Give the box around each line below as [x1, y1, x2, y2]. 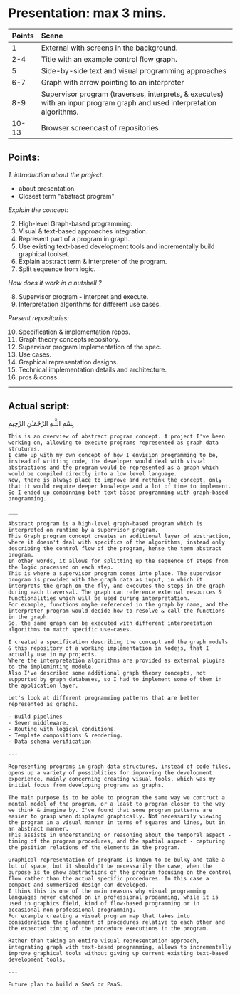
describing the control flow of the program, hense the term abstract [8, 544, 222, 552]
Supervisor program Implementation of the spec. [18, 342, 162, 351]
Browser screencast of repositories [41, 122, 159, 132]
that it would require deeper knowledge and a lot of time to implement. [8, 483, 232, 490]
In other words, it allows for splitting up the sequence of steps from [8, 557, 229, 564]
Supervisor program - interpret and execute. [18, 292, 149, 300]
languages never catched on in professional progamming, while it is [8, 893, 219, 901]
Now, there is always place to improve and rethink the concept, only [8, 476, 222, 483]
